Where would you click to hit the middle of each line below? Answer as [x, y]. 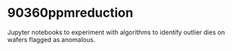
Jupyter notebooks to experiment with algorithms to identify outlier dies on [116, 32]
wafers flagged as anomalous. [51, 39]
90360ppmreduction [70, 13]
